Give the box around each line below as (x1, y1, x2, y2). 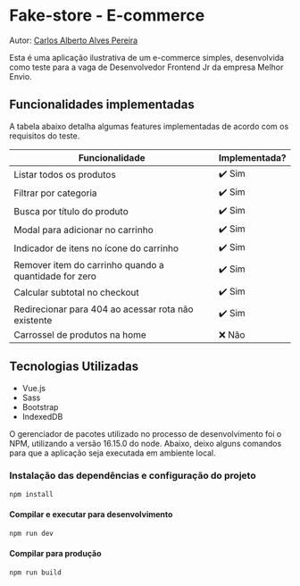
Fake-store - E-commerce (9, 5, 205, 26)
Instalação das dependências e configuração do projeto (9, 470, 256, 482)
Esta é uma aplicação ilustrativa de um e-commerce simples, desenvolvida (9, 52, 284, 63)
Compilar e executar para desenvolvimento (9, 509, 173, 520)
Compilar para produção (9, 548, 102, 559)
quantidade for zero (13, 270, 96, 282)
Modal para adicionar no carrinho (13, 224, 154, 237)
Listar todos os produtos (13, 169, 116, 181)
